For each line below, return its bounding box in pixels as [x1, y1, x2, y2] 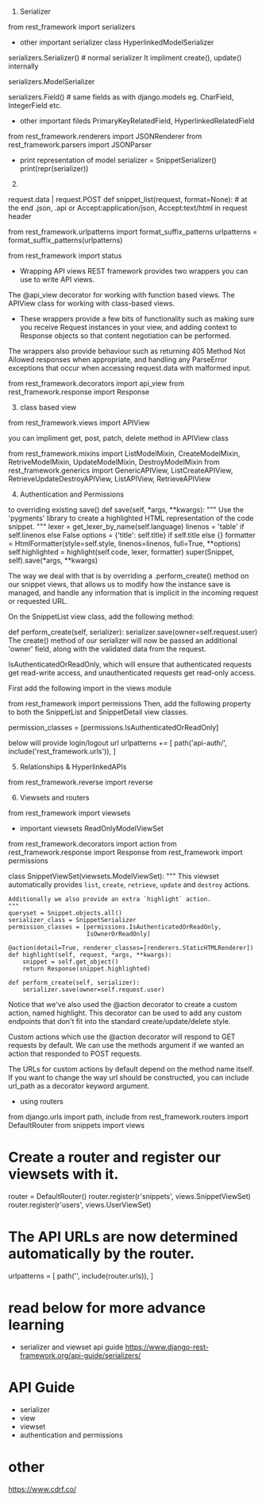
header [8, 212, 32, 221]
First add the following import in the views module [8, 683, 172, 693]
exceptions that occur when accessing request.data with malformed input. [8, 364, 252, 372]
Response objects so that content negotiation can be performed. [19, 331, 232, 340]
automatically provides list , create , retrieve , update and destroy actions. [8, 880, 251, 889]
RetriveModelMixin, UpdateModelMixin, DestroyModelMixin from [8, 457, 220, 466]
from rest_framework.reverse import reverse [8, 777, 153, 787]
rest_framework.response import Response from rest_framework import [8, 847, 244, 857]
